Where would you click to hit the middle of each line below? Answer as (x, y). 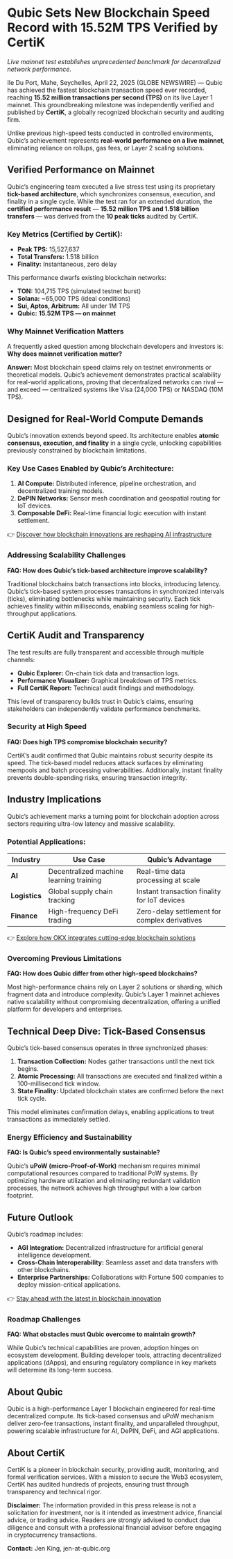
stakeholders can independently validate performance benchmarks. (104, 709)
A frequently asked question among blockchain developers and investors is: (115, 347)
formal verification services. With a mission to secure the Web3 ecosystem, (115, 1477)
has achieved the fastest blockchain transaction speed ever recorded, (107, 90)
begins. (28, 1069)
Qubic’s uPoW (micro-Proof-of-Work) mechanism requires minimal (104, 1166)
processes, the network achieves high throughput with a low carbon (105, 1188)
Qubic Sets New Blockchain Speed (109, 13)
